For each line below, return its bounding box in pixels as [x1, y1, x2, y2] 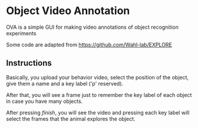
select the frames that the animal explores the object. [6, 115, 136, 122]
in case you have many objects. [6, 97, 83, 105]
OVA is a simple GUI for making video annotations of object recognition [6, 23, 179, 31]
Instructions [6, 58, 52, 68]
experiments [6, 29, 37, 36]
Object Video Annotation [6, 4, 130, 18]
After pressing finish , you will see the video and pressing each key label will [6, 109, 190, 116]
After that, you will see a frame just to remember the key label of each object [6, 91, 192, 98]
